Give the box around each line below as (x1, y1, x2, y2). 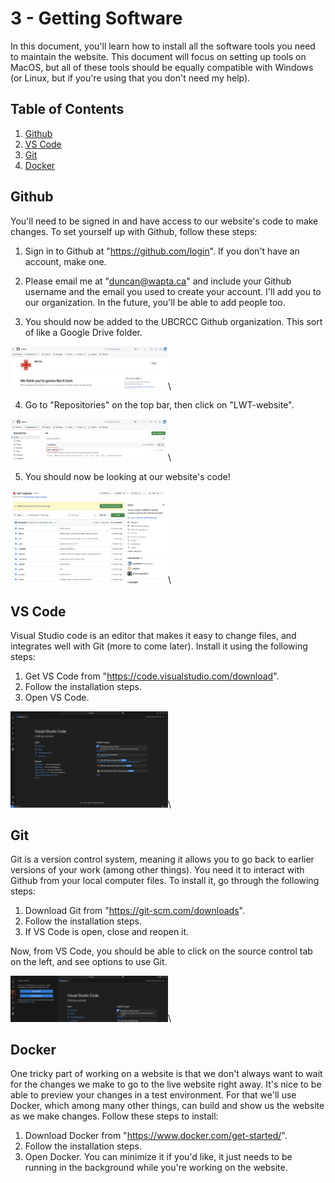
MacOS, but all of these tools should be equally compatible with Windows (10, 61, 314, 73)
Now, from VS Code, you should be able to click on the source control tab (10, 945, 313, 957)
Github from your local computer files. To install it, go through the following (10, 875, 320, 887)
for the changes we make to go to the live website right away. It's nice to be (10, 1078, 322, 1091)
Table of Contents (10, 101, 125, 118)
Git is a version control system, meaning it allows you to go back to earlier (10, 853, 315, 866)
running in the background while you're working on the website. (24, 1162, 288, 1174)
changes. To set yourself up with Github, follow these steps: (10, 225, 258, 237)
